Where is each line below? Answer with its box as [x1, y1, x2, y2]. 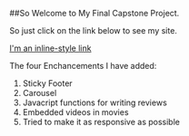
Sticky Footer [22, 78, 73, 89]
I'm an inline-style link [9, 43, 92, 53]
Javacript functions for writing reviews [22, 97, 168, 108]
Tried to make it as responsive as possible [22, 117, 180, 127]
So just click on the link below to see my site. [9, 25, 177, 35]
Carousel [22, 88, 57, 98]
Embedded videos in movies [22, 107, 129, 117]
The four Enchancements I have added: [9, 61, 157, 71]
